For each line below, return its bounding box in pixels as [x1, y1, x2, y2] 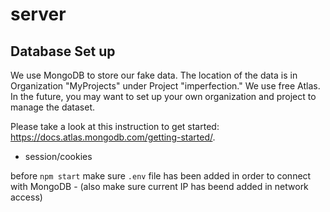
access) [10, 191, 43, 203]
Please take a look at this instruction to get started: [10, 121, 220, 132]
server [10, 3, 67, 26]
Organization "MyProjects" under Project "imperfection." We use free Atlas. [10, 80, 321, 92]
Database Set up [10, 43, 116, 60]
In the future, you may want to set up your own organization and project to [10, 91, 317, 102]
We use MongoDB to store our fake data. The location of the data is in [10, 69, 298, 81]
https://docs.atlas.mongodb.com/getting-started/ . [10, 131, 216, 143]
